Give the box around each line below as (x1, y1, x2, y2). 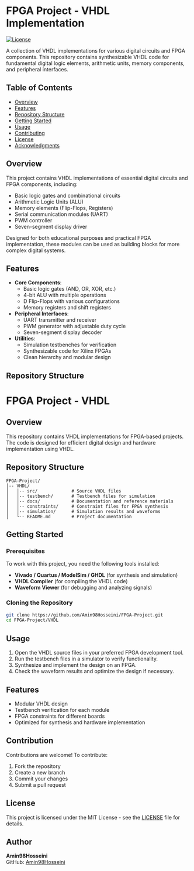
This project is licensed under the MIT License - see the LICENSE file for (6, 814, 180, 821)
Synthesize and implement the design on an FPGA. (14, 662, 137, 669)
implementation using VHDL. (6, 445, 75, 452)
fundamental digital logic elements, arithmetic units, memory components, (6, 60, 185, 67)
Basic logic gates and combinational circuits (14, 192, 121, 199)
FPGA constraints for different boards (14, 712, 105, 719)
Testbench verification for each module (14, 706, 110, 713)
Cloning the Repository (6, 598, 73, 607)
